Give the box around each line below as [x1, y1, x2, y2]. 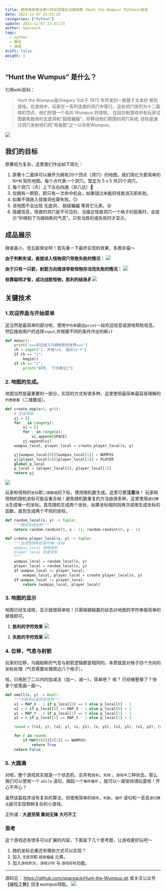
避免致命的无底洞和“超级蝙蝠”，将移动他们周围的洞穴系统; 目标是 [21, 116, 154, 122]
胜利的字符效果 [12, 624, 43, 629]
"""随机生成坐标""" [14, 523, 49, 528]
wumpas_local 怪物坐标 [14, 545, 58, 550]
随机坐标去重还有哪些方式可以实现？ [12, 847, 86, 853]
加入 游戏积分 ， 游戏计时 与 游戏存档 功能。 [12, 860, 90, 866]
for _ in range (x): [23, 430, 63, 435]
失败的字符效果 [12, 634, 43, 640]
